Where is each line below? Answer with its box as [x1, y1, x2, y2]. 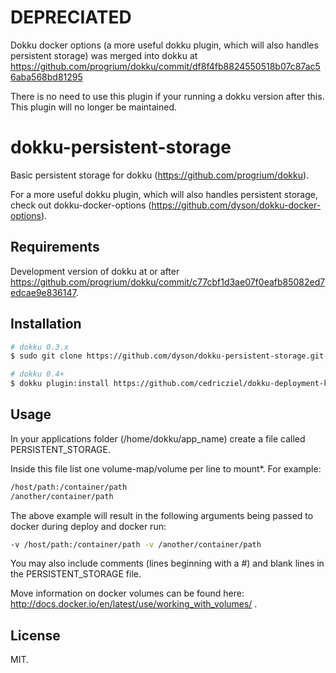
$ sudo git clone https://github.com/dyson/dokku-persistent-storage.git [10, 351, 325, 361]
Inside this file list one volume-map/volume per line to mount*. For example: [10, 462, 322, 475]
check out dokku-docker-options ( [10, 199, 152, 211]
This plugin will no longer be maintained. [10, 101, 178, 113]
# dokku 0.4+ [10, 369, 65, 380]
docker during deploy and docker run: [10, 520, 167, 532]
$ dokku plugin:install [10, 379, 110, 389]
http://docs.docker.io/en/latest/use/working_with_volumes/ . [10, 598, 258, 610]
